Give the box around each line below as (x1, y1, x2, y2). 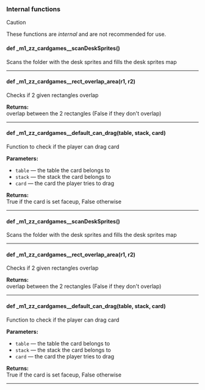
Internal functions (6, 5, 61, 13)
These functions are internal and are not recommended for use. (6, 31, 167, 38)
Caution (6, 19, 26, 26)
